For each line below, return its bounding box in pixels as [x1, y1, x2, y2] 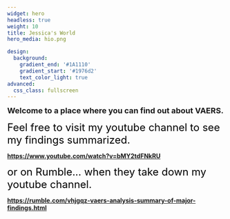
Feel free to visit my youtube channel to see [7, 121, 220, 135]
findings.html [7, 204, 47, 212]
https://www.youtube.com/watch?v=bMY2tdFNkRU [7, 152, 161, 160]
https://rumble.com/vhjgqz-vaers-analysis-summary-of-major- [7, 196, 196, 204]
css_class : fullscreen [13, 87, 79, 94]
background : [13, 55, 48, 62]
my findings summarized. [7, 133, 131, 147]
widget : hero [7, 10, 45, 17]
